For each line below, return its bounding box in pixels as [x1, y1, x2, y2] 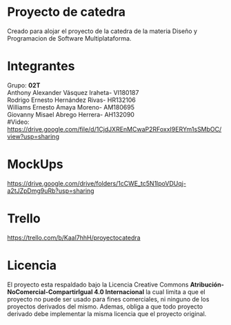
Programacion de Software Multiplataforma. [7, 34, 132, 42]
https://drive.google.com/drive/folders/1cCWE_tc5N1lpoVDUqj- [7, 179, 186, 187]
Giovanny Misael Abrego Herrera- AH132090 [7, 110, 134, 118]
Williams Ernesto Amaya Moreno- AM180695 [7, 103, 134, 111]
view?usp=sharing [7, 132, 60, 140]
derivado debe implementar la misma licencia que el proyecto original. [7, 309, 207, 317]
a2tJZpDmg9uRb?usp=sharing [7, 187, 94, 195]
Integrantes [7, 59, 75, 74]
